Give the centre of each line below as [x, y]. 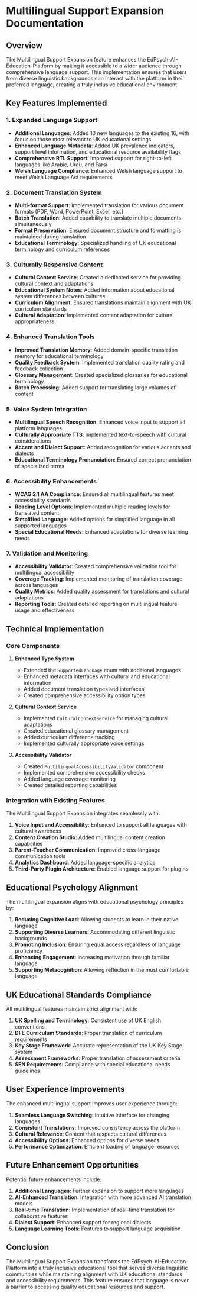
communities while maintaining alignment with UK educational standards [94, 1274]
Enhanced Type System [45, 659]
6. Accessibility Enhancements [52, 481]
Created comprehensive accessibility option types [84, 695]
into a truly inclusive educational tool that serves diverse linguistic [108, 1268]
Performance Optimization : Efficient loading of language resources [97, 1146]
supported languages [40, 526]
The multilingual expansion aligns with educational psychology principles [95, 902]
